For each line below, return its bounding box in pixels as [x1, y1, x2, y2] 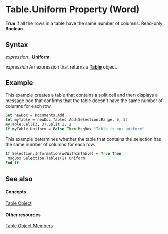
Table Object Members [5, 223, 53, 229]
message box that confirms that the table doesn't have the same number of [5, 97, 163, 104]
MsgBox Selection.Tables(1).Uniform [7, 156, 85, 161]
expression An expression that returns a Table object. [5, 63, 118, 70]
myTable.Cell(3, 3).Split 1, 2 [5, 122, 72, 127]
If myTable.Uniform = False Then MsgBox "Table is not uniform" [5, 127, 144, 132]
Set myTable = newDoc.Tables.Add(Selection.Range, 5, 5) [5, 117, 128, 122]
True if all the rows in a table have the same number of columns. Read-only [5, 20, 163, 26]
